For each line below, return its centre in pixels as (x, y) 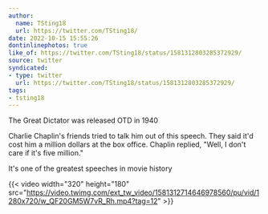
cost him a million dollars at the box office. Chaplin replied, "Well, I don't (127, 144)
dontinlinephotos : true (48, 46)
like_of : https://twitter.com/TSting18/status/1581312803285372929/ (125, 53)
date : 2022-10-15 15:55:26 (53, 38)
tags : (17, 90)
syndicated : (28, 68)
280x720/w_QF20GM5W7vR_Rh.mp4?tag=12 (83, 201)
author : (21, 16)
